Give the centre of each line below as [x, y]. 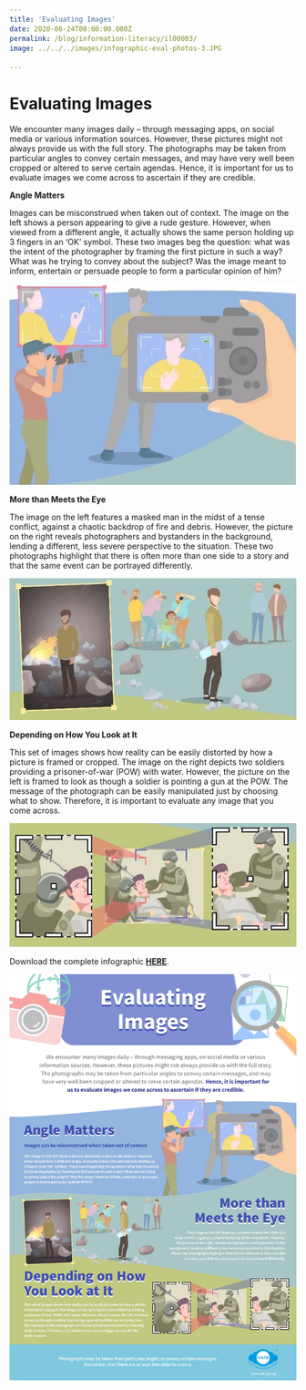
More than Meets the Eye [58, 499]
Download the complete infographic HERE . [89, 961]
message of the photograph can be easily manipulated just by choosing [144, 791]
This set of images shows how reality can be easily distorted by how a [141, 752]
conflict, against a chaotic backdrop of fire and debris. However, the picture [151, 527]
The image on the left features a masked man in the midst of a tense [138, 517]
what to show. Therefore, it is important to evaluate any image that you [142, 800]
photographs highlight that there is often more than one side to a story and [149, 556]
